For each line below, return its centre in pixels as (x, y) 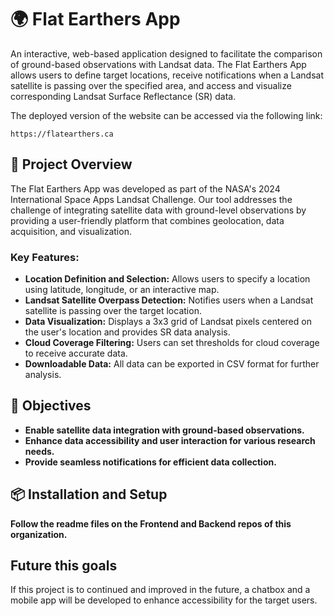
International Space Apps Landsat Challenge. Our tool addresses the (151, 199)
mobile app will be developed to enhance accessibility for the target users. (164, 600)
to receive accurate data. (76, 353)
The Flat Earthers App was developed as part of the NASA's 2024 (145, 188)
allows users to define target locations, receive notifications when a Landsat (167, 75)
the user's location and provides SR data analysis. (127, 332)
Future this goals (64, 566)
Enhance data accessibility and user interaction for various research (170, 440)
